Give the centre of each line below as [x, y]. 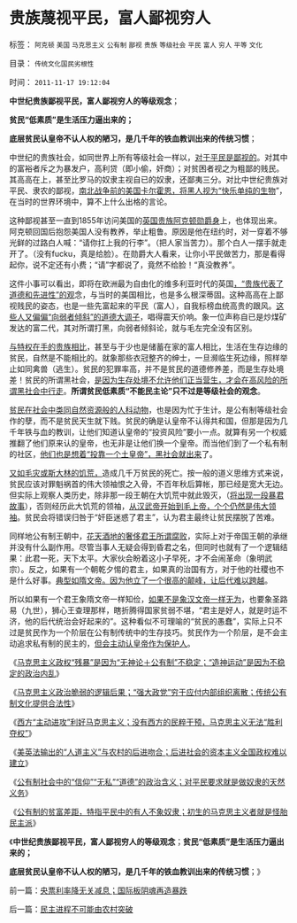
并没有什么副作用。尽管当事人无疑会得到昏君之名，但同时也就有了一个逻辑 [145, 547]
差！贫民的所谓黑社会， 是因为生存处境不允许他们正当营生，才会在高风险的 [145, 380]
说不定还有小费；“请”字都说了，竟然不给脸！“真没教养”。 [136, 264]
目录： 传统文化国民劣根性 [52, 63]
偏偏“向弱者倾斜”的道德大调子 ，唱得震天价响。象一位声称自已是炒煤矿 [160, 316]
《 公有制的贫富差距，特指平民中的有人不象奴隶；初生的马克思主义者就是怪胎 [148, 811]
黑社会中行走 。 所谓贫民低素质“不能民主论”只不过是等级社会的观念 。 [141, 391]
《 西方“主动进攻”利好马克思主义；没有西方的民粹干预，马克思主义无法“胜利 [146, 722]
